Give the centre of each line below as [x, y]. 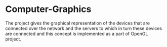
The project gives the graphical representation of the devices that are [78, 23]
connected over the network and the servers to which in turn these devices [84, 28]
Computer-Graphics [48, 9]
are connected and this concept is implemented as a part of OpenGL [77, 33]
